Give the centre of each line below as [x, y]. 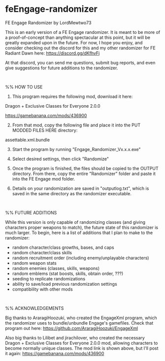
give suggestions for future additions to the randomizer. [62, 68]
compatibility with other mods [42, 289]
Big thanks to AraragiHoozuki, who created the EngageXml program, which [81, 318]
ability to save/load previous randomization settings [65, 284]
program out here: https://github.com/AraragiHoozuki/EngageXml [72, 328]
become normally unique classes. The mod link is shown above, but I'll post [82, 348]
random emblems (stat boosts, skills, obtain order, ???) [68, 273]
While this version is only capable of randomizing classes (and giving [75, 222]
